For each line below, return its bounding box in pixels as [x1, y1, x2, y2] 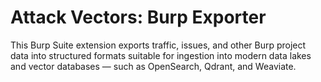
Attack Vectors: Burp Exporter [10, 6, 267, 29]
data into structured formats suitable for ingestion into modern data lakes [10, 49, 312, 61]
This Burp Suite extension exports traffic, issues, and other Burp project [10, 39, 307, 51]
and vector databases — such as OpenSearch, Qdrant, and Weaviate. [10, 60, 297, 72]
